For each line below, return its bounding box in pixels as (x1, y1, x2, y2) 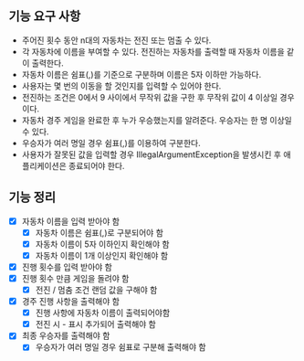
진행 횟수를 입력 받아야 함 (21, 261, 113, 272)
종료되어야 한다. (68, 160, 125, 171)
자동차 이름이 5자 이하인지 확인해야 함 (35, 239, 170, 250)
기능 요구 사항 (8, 8, 81, 25)
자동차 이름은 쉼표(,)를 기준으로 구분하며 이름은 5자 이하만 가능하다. (21, 69, 262, 80)
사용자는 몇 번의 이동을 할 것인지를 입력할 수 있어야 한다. (21, 80, 222, 91)
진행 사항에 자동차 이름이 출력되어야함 (35, 307, 171, 318)
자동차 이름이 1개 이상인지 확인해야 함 (35, 250, 169, 260)
